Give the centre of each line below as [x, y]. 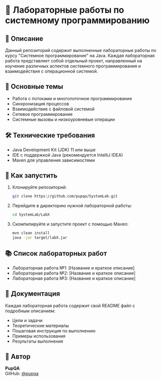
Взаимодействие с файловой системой [53, 109]
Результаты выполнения [38, 341]
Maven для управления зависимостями [54, 160]
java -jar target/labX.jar [40, 238]
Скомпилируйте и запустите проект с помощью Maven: [70, 224]
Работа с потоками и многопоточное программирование [72, 98]
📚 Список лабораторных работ [56, 254]
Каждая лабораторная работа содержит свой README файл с [70, 305]
